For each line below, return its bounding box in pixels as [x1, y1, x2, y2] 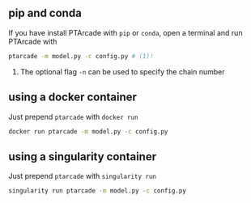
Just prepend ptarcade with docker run [8, 112, 138, 121]
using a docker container [8, 91, 138, 104]
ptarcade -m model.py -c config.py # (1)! [8, 52, 154, 60]
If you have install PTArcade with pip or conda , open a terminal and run [8, 27, 243, 37]
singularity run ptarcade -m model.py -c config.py [8, 187, 186, 195]
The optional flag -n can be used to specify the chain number [19, 66, 225, 76]
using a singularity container [8, 150, 156, 163]
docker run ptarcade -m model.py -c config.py [8, 127, 168, 136]
